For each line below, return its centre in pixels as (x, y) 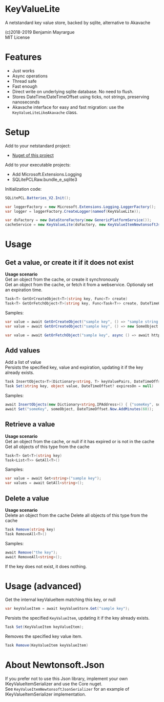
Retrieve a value (30, 424)
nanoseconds (26, 102)
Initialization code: (23, 189)
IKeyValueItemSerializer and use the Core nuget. (54, 684)
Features (23, 57)
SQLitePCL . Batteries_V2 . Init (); (38, 198)
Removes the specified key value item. (44, 636)
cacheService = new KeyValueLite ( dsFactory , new (55, 225)
